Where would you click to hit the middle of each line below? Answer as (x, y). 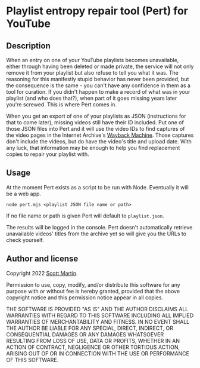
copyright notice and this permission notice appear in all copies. (85, 298)
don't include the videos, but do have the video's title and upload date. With (99, 141)
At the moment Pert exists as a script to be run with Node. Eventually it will (97, 187)
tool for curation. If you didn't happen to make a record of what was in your (98, 92)
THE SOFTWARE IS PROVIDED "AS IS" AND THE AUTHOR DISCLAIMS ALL (97, 309)
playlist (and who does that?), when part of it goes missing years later (92, 98)
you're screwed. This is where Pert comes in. (62, 105)
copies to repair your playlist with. (48, 154)
